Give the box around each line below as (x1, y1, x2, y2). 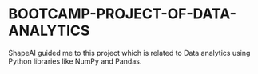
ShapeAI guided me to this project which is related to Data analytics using (8, 48, 251, 57)
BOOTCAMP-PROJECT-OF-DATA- (8, 5, 237, 23)
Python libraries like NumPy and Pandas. (8, 56, 142, 66)
